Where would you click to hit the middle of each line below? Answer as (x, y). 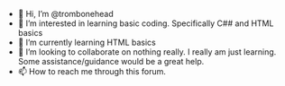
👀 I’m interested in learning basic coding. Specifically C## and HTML (146, 23)
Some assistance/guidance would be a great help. (111, 61)
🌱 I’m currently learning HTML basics (87, 42)
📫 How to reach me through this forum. (92, 71)
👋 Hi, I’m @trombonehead (66, 14)
